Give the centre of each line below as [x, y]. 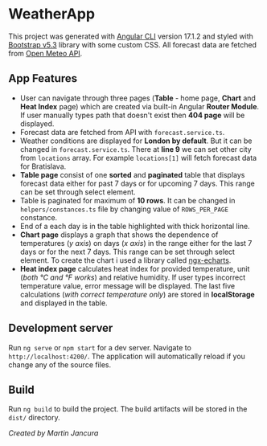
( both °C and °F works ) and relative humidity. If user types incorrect [133, 277]
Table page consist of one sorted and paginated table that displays [132, 174]
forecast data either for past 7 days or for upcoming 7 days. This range [138, 183]
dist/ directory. [34, 418]
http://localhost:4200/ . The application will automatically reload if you [127, 356]
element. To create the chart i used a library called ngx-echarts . [125, 260]
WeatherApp [51, 14]
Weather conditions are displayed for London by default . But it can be [136, 141]
